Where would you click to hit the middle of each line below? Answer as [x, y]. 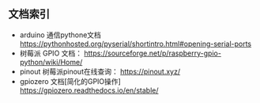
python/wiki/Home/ [51, 62]
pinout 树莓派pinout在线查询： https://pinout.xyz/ [100, 71]
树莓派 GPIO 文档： [51, 53]
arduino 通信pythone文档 [60, 35]
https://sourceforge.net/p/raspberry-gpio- [153, 53]
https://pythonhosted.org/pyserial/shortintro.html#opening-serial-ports [136, 44]
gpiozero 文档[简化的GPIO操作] [70, 81]
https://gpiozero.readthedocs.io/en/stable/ [89, 90]
